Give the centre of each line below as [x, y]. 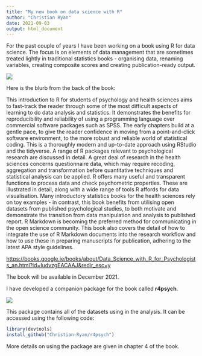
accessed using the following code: [50, 318]
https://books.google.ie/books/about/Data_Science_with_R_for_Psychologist [101, 259]
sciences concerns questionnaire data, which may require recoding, [91, 164]
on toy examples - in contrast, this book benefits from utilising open [90, 202]
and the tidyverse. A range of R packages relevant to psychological [90, 151]
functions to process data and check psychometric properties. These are [97, 183]
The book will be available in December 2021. [63, 277]
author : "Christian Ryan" [39, 17]
